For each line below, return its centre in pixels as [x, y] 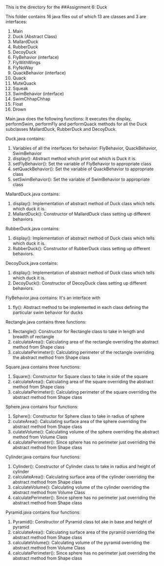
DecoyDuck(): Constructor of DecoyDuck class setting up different [80, 283]
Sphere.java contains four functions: [42, 407]
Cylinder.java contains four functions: [43, 457]
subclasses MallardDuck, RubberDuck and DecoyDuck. [61, 129]
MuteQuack [24, 83]
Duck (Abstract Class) [35, 36]
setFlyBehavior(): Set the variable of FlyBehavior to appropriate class [82, 164]
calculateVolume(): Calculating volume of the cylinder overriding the [81, 487]
